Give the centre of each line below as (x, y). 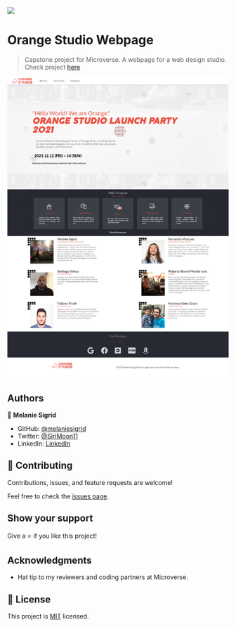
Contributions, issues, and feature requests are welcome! (90, 482)
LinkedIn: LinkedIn (44, 444)
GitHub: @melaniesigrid (52, 429)
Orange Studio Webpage (80, 40)
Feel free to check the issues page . (58, 496)
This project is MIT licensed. (48, 616)
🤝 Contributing (40, 466)
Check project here (52, 67)
